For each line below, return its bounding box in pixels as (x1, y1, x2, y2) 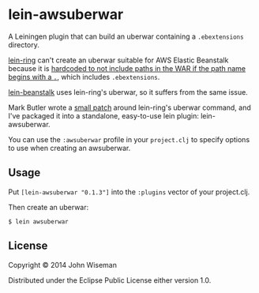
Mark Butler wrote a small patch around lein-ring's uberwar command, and (8, 103, 251, 112)
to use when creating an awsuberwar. (8, 143, 131, 152)
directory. (8, 39, 39, 49)
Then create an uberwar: (8, 202, 89, 212)
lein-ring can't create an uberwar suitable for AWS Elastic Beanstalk (8, 55, 229, 65)
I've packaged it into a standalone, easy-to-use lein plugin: (8, 111, 199, 120)
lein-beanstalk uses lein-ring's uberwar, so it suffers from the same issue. (8, 87, 249, 96)
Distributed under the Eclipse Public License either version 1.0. (8, 275, 212, 285)
